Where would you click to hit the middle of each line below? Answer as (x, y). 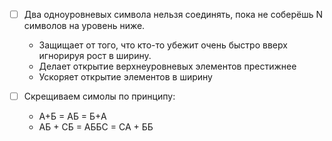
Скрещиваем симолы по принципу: (99, 96)
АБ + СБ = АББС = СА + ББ (96, 127)
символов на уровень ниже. (84, 26)
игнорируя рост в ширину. (95, 56)
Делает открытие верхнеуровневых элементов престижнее (167, 66)
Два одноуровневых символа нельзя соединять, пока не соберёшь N (173, 14)
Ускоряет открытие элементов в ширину (125, 77)
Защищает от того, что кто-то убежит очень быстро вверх (163, 45)
